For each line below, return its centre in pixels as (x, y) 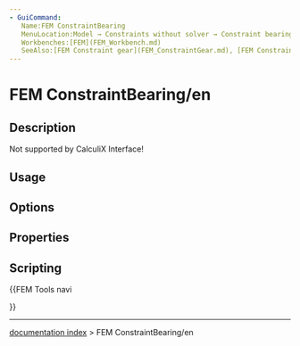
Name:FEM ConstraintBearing (73, 26)
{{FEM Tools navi (41, 290)
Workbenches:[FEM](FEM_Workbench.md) (92, 42)
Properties (39, 238)
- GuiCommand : (36, 17)
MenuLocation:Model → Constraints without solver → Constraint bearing (157, 34)
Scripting (36, 268)
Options (32, 207)
